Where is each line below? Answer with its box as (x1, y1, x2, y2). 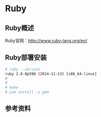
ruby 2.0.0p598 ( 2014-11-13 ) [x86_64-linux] (5, 71, 97, 76)
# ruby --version (5, 67, 40, 72)
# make (5, 85, 19, 90)
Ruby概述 (5, 24, 34, 32)
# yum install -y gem (5, 89, 49, 95)
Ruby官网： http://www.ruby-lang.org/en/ (5, 38, 88, 43)
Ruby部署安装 (5, 54, 47, 62)
